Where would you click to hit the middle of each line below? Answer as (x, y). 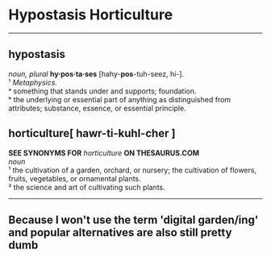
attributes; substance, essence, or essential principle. (98, 108)
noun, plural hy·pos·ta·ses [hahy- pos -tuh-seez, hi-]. (96, 73)
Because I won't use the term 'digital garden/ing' (133, 220)
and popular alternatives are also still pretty (120, 232)
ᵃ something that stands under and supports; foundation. (102, 91)
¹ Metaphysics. (33, 82)
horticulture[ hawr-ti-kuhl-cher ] (92, 133)
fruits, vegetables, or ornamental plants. (75, 178)
